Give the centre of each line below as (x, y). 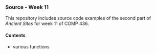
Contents (15, 35)
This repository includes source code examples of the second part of (78, 18)
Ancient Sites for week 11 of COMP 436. (47, 23)
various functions (31, 46)
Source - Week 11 (27, 7)
